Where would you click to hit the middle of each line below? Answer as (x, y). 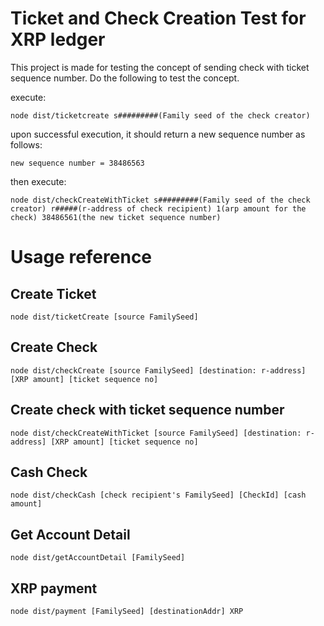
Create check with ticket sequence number (147, 410)
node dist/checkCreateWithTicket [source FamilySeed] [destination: (156, 433)
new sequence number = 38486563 (77, 163)
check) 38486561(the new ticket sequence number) (116, 217)
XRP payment (54, 588)
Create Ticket (53, 293)
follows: (26, 144)
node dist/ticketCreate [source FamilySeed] (104, 317)
